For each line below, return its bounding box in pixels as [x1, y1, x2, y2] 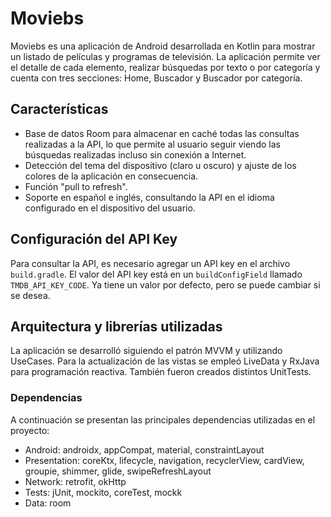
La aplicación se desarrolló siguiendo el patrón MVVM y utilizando [10, 345, 283, 357]
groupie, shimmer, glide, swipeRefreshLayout [24, 465, 212, 477]
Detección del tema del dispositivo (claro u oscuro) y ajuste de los [24, 159, 297, 171]
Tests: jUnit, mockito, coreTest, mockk [24, 486, 183, 498]
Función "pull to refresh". [24, 180, 128, 192]
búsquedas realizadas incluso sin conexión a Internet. [24, 148, 247, 161]
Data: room [24, 497, 72, 509]
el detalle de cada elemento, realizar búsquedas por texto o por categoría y [10, 61, 321, 73]
